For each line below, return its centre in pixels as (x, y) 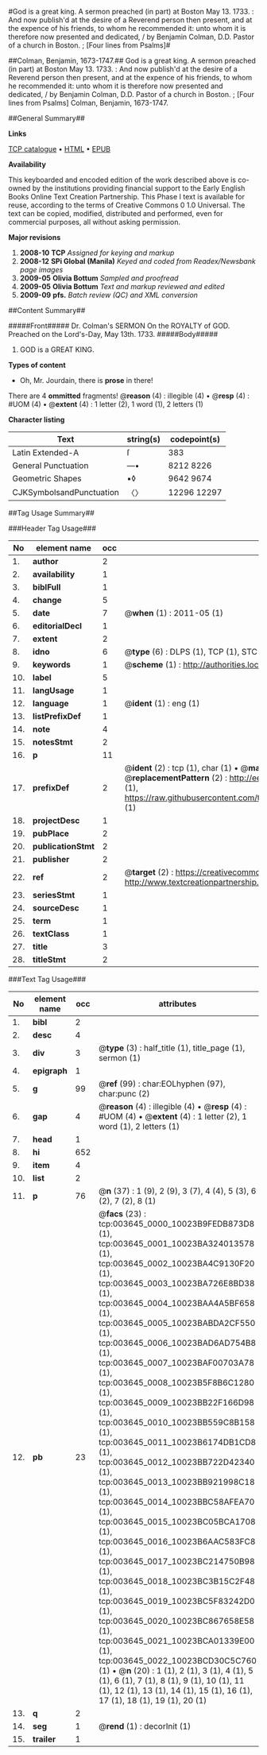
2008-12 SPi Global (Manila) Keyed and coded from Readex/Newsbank (137, 261)
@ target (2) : (149, 872)
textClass (51, 934)
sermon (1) (120, 1058)
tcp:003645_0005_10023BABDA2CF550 (177, 1323)
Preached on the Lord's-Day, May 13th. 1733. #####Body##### (113, 334)
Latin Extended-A (46, 452)
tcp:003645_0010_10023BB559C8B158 (177, 1423)
